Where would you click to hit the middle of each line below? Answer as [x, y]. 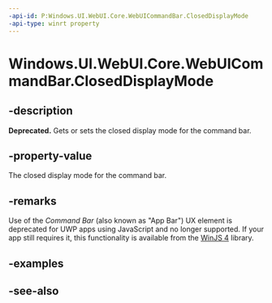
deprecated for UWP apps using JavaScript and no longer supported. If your [136, 229]
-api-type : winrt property [54, 24]
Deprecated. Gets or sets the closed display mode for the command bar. [130, 130]
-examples [36, 264]
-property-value [50, 156]
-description [41, 111]
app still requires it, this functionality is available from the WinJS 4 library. [131, 238]
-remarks [32, 201]
